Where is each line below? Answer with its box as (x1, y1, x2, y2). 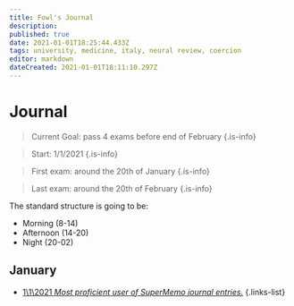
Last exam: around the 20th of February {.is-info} (30, 183, 213, 193)
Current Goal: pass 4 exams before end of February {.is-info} (30, 131, 256, 141)
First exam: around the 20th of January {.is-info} (30, 166, 210, 176)
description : (9, 21, 58, 30)
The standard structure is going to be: (9, 200, 149, 211)
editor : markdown (9, 55, 74, 64)
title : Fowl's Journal (9, 13, 94, 22)
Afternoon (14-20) (21, 227, 89, 238)
